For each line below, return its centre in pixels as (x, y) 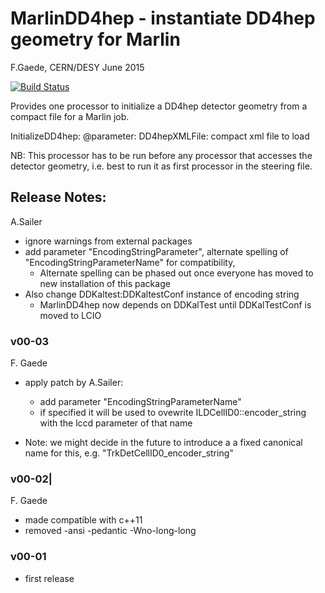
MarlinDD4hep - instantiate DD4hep (163, 18)
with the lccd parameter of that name (116, 423)
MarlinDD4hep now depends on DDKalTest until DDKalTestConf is (175, 304)
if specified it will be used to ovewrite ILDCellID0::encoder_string (173, 413)
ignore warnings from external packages (108, 241)
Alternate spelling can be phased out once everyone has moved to (176, 273)
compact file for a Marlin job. (70, 116)
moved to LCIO (70, 315)
